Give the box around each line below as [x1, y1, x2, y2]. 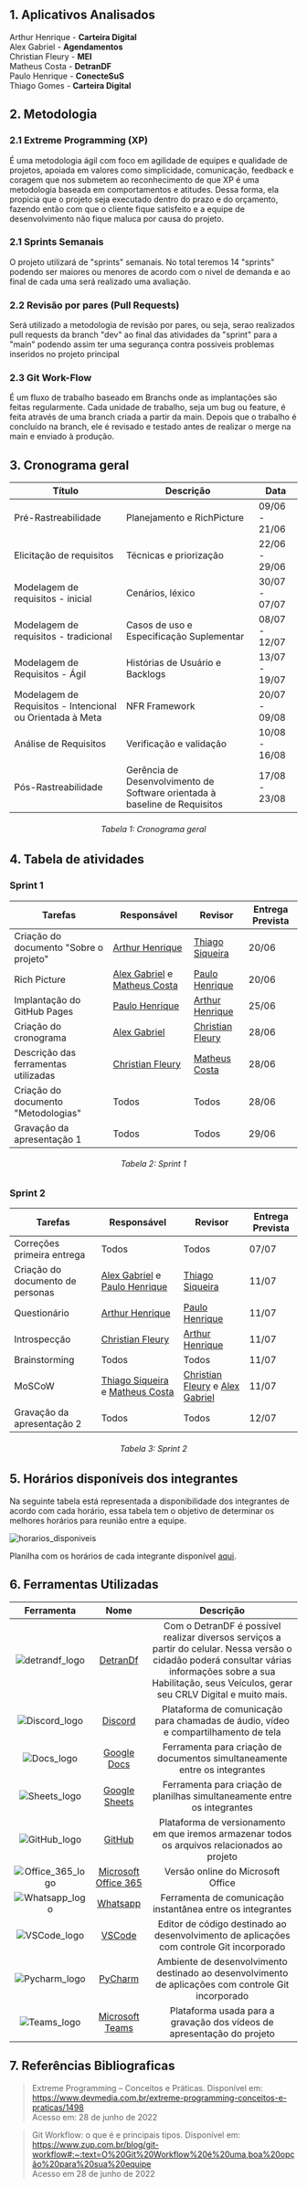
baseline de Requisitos [126, 798, 224, 811]
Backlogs [126, 668, 166, 681]
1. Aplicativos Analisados [9, 7, 155, 23]
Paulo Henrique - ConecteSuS [9, 70, 125, 81]
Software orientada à [126, 787, 217, 799]
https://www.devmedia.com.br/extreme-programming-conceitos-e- [31, 2092, 288, 2103]
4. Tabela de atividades [9, 851, 144, 867]
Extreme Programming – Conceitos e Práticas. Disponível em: [31, 2082, 263, 2093]
